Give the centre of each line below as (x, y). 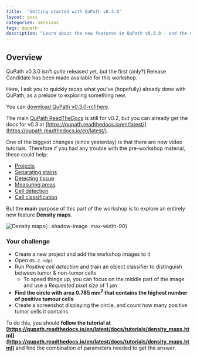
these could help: (27, 154)
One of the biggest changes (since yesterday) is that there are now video (94, 142)
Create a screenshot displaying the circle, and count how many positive (101, 305)
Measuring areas (35, 184)
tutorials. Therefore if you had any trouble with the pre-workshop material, (96, 148)
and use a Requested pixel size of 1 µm (70, 285)
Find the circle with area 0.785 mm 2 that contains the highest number (101, 292)
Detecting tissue (34, 178)
